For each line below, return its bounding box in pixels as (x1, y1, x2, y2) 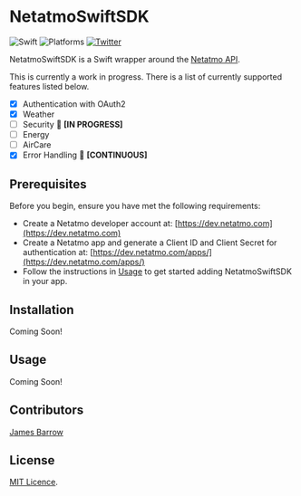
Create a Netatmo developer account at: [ (22, 218, 179, 229)
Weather (22, 109, 55, 119)
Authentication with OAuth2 (22, 98, 126, 110)
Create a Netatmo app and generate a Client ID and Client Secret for (22, 237, 277, 248)
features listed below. (9, 81, 90, 91)
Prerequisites (9, 176, 87, 192)
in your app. (22, 276, 68, 287)
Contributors (9, 403, 84, 418)
